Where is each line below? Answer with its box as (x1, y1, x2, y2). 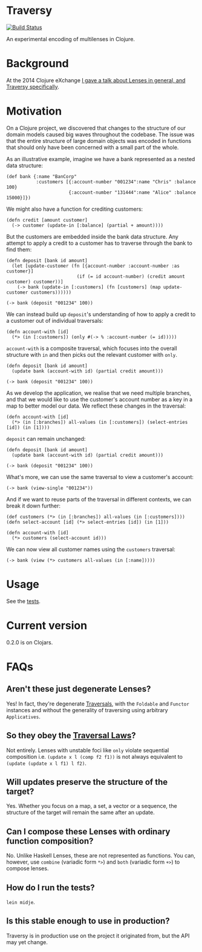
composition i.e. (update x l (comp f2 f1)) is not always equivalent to (6, 753, 183, 760)
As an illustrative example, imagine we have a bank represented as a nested (6, 155, 195, 162)
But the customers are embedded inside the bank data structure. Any (6, 233, 178, 240)
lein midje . (6, 898, 35, 905)
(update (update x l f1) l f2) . (6, 759, 86, 767)
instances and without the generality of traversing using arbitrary (6, 706, 168, 713)
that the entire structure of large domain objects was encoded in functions (6, 137, 192, 144)
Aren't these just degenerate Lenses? (6, 684, 151, 694)
